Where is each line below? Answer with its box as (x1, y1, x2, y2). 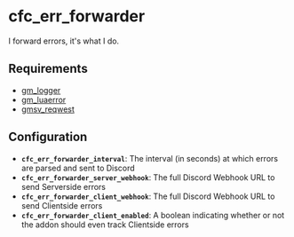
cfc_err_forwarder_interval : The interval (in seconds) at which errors (20, 153, 279, 163)
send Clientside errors (20, 200, 103, 210)
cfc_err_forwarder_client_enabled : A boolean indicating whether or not (20, 209, 285, 220)
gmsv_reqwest (20, 104, 75, 115)
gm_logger (20, 84, 61, 95)
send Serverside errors (20, 181, 106, 192)
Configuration (8, 130, 88, 145)
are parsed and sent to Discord (20, 162, 135, 173)
